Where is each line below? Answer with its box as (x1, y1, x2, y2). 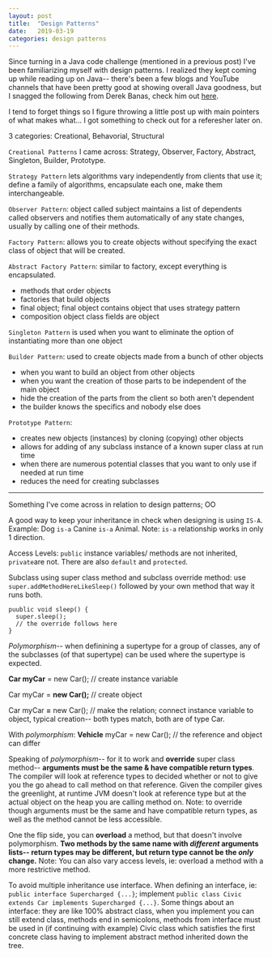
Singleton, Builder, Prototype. (8, 156, 106, 165)
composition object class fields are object (19, 311, 159, 321)
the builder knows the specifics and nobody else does (19, 402, 201, 412)
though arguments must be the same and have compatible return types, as (8, 806, 257, 816)
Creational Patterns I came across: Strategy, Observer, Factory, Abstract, (8, 147, 257, 157)
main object (19, 384, 60, 394)
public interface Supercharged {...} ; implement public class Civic (8, 889, 242, 899)
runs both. (8, 590, 43, 600)
